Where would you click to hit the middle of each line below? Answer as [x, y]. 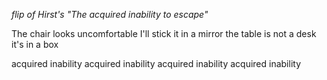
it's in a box [35, 44]
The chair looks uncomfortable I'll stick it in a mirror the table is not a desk [164, 33]
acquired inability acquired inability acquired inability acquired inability [156, 63]
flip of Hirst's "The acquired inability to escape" [110, 14]
